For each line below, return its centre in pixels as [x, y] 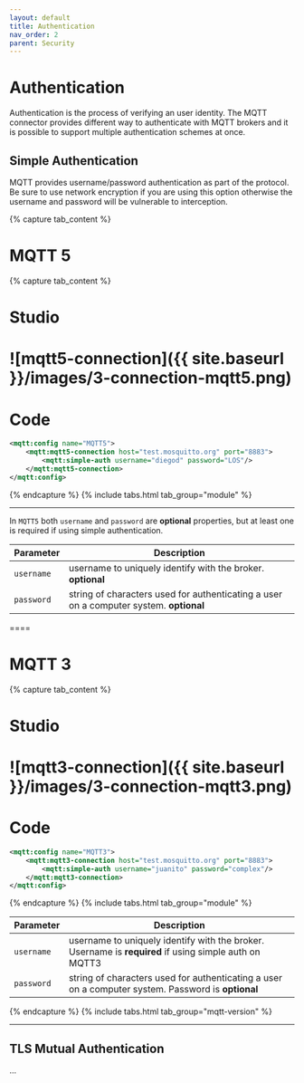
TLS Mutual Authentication [87, 1048]
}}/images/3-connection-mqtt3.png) [151, 786]
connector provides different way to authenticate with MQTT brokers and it [149, 122]
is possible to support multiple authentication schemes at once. [128, 132]
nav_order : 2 [34, 34]
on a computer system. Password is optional [163, 990]
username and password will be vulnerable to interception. [119, 201]
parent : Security [42, 43]
